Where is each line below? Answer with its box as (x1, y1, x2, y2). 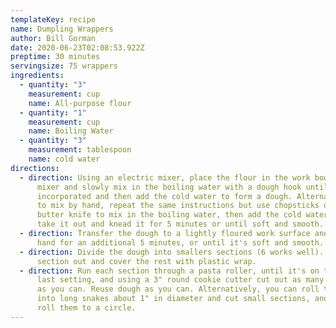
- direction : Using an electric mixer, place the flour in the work (19, 172, 311, 183)
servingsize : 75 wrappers (10, 61, 118, 71)
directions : (10, 163, 60, 173)
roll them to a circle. (36, 303, 137, 313)
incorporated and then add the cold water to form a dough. (36, 191, 293, 201)
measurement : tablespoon (28, 145, 132, 155)
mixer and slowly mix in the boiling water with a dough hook (36, 182, 302, 192)
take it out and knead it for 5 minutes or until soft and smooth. (36, 219, 325, 230)
